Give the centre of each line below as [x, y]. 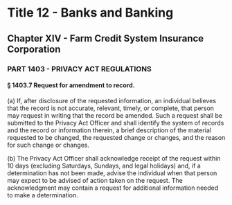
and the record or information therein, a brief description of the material [109, 130]
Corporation [34, 49]
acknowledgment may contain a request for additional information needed [113, 188]
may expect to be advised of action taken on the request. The [95, 180]
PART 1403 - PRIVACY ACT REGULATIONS [80, 69]
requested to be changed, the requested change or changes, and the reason [116, 137]
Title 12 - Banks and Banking [90, 13]
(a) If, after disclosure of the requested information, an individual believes [112, 100]
